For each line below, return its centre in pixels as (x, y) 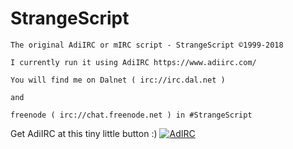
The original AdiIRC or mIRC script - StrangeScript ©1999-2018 (147, 45)
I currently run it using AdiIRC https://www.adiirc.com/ (133, 62)
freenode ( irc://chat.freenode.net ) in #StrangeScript (131, 115)
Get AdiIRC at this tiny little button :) (84, 133)
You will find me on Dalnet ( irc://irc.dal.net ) (118, 80)
